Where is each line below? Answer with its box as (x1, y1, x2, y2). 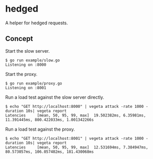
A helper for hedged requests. (5, 20, 68, 26)
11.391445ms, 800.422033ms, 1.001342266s (5, 117, 94, 122)
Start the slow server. (5, 48, 50, 54)
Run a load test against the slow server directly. (5, 94, 104, 100)
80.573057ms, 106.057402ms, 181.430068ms (5, 149, 94, 154)
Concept (5, 34, 33, 43)
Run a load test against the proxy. (5, 126, 75, 132)
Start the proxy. (5, 71, 38, 77)
